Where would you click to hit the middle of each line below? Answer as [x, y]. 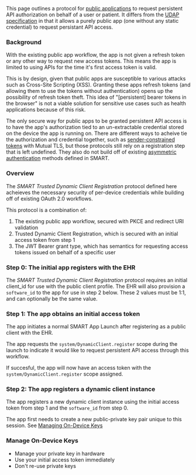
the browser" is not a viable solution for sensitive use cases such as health [96, 103]
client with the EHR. [30, 333]
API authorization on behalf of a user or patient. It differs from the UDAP [93, 15]
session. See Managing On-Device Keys [54, 425]
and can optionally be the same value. [52, 299]
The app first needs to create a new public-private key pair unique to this [94, 419]
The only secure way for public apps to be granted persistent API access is [97, 121]
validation [26, 227]
